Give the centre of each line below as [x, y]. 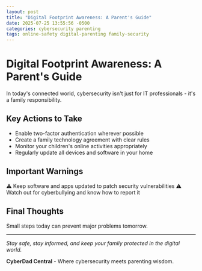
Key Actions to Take [44, 119]
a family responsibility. [34, 100]
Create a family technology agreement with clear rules [82, 140]
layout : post [23, 12]
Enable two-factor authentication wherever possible [79, 133]
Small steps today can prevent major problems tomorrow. [77, 226]
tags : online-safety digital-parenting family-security [78, 34]
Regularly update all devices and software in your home [84, 152]
